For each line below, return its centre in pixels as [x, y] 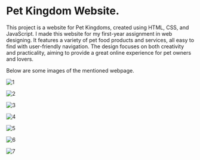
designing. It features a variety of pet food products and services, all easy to [100, 40]
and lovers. [20, 59]
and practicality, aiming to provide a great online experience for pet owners [99, 52]
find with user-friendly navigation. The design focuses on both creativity [95, 46]
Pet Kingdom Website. [63, 11]
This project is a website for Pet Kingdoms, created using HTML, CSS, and [98, 27]
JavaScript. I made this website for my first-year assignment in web [89, 33]
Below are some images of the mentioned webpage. [70, 70]
